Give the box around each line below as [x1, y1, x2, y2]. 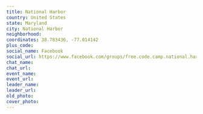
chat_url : [6, 65, 31, 71]
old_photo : [6, 93, 34, 99]
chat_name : [6, 59, 34, 65]
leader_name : [6, 82, 39, 88]
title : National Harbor [6, 8, 66, 15]
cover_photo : [6, 98, 39, 104]
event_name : [6, 71, 36, 77]
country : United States [6, 14, 66, 21]
